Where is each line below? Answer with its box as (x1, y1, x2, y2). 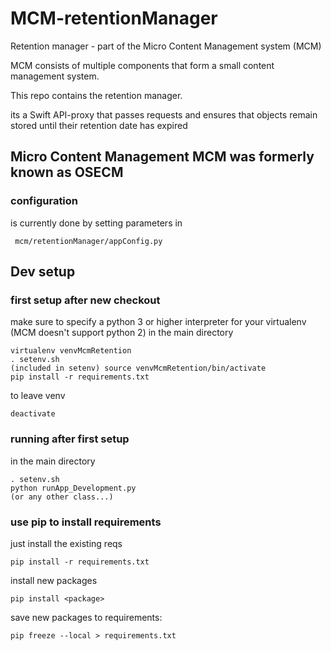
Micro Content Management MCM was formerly (10, 148, 315, 166)
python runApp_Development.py (10, 483, 137, 493)
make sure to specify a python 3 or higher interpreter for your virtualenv (10, 316, 307, 328)
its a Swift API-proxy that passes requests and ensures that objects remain (10, 108, 318, 121)
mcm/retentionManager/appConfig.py (14, 236, 163, 246)
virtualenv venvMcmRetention (10, 346, 132, 356)
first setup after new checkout (10, 293, 161, 307)
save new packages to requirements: (10, 611, 163, 623)
